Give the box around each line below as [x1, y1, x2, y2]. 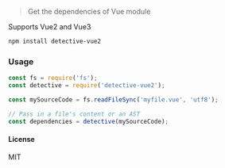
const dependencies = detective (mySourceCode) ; [8, 117, 169, 125]
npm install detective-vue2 [8, 37, 102, 45]
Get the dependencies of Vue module [27, 7, 151, 16]
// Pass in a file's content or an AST [8, 110, 141, 118]
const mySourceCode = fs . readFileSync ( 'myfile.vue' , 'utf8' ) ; [8, 95, 219, 104]
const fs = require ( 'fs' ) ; [8, 74, 98, 82]
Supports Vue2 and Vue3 [8, 22, 91, 31]
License [8, 135, 36, 144]
